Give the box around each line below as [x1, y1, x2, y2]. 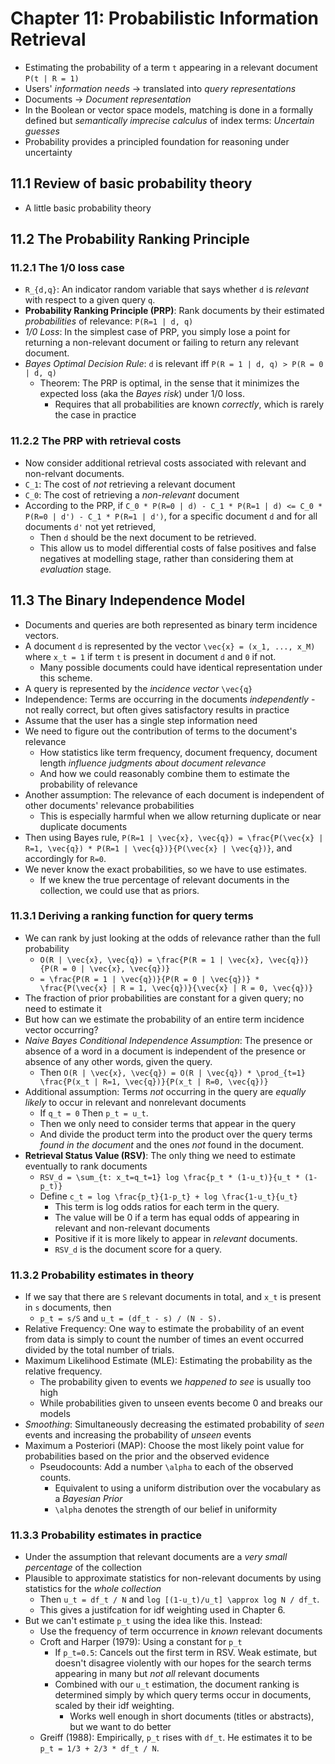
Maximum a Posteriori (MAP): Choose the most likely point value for [24, 1440, 305, 1452]
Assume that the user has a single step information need [24, 714, 258, 726]
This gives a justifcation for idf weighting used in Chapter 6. [39, 1604, 286, 1616]
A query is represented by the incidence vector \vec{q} [24, 682, 253, 694]
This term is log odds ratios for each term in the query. [54, 1200, 280, 1212]
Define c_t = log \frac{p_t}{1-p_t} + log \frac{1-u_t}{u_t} [39, 1190, 298, 1202]
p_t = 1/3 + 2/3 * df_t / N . [39, 1742, 160, 1754]
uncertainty [24, 146, 73, 158]
